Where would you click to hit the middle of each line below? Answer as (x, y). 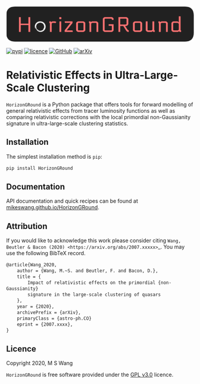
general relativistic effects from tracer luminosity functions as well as (91, 110)
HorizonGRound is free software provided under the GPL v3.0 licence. (90, 375)
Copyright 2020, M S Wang (40, 363)
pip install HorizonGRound (40, 168)
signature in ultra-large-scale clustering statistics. (67, 123)
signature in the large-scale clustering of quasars (94, 295)
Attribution (27, 226)
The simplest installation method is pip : (54, 156)
